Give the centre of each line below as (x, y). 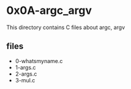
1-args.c (25, 67)
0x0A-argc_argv (49, 11)
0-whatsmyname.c (39, 61)
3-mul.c (25, 80)
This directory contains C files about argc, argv (66, 27)
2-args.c (26, 74)
